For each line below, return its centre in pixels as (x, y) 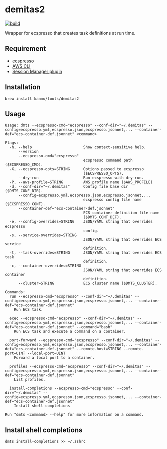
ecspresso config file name (112, 200)
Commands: (15, 292)
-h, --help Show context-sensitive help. (78, 147)
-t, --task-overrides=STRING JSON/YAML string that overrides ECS (86, 253)
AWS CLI (21, 66)
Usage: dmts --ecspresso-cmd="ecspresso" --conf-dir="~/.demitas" (76, 126)
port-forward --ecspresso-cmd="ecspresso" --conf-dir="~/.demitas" (81, 340)
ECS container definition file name (121, 213)
